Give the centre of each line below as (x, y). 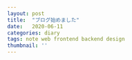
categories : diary (34, 33)
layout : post (26, 13)
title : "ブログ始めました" (43, 20)
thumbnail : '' (28, 46)
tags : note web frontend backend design (66, 39)
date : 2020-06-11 (35, 26)
